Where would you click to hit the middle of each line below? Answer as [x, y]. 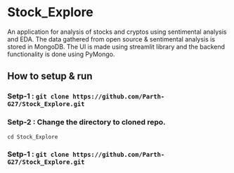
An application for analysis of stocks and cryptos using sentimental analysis [117, 32]
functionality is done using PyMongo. [61, 54]
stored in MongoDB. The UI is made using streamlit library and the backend [116, 46]
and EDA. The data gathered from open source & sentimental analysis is [111, 39]
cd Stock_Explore [33, 137]
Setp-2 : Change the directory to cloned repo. [86, 122]
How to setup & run [50, 76]
